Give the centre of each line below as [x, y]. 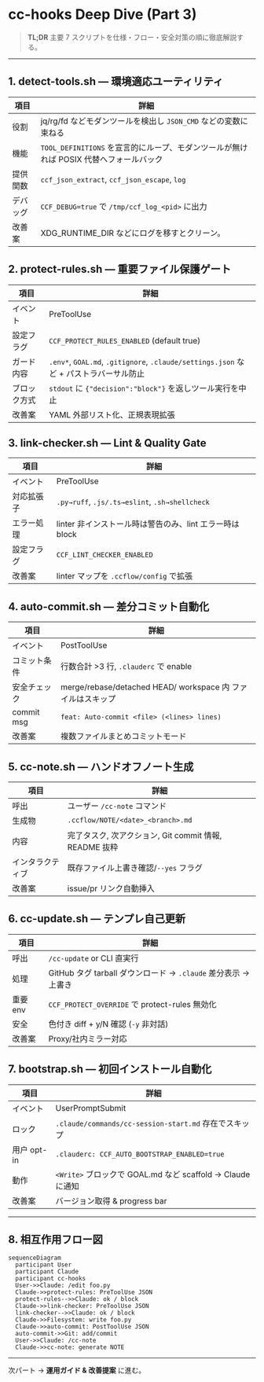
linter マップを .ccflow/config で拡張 [125, 576]
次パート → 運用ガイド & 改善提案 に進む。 [77, 1370]
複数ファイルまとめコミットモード [123, 737]
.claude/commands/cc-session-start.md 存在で [141, 1123]
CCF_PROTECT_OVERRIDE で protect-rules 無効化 [133, 1004]
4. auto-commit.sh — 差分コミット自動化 [109, 606]
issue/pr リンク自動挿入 [111, 888]
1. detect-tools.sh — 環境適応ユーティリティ [116, 81]
